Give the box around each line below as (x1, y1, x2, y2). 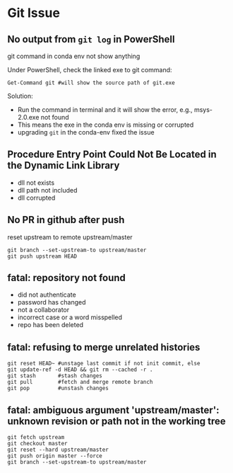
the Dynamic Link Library (7, 159, 120, 171)
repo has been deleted (17, 321, 83, 329)
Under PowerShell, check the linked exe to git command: (7, 66, 172, 74)
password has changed (17, 298, 86, 307)
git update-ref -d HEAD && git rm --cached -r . (7, 366, 153, 373)
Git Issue (7, 5, 60, 21)
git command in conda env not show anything (7, 52, 141, 60)
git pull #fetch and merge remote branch (7, 379, 153, 386)
